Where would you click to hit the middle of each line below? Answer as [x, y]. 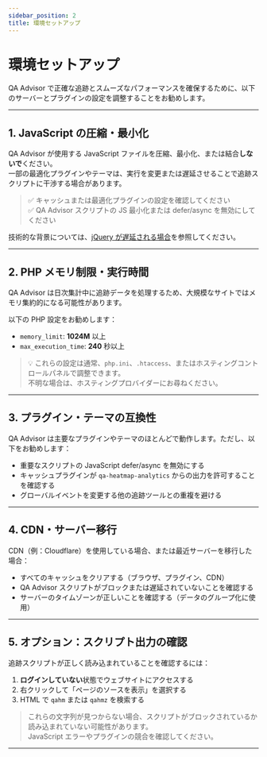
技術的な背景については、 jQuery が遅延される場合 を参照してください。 [124, 237]
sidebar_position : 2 [43, 15]
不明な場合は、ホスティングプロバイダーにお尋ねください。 [125, 383]
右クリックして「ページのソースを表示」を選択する [103, 689]
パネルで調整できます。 [87, 373]
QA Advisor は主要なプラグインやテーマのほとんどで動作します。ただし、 [128, 438]
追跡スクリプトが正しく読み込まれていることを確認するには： [109, 662]
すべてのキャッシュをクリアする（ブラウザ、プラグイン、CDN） [124, 577]
